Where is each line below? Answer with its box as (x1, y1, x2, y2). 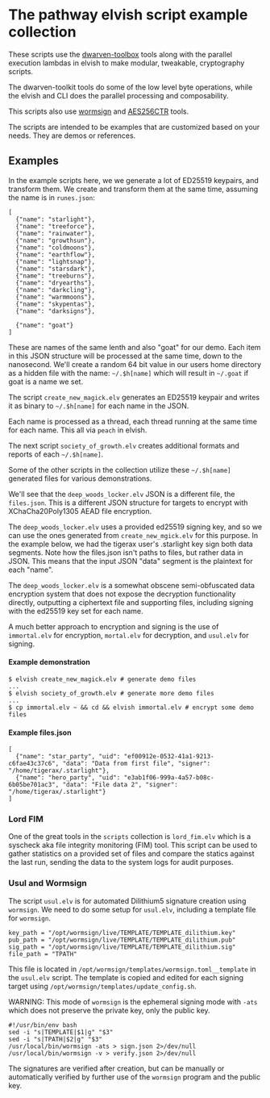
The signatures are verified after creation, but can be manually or (8, 1063, 225, 1073)
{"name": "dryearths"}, (15, 278, 95, 287)
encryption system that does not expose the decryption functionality (8, 589, 236, 599)
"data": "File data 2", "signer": (62, 781, 179, 789)
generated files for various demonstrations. (8, 474, 152, 483)
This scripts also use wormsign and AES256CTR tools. (8, 106, 189, 116)
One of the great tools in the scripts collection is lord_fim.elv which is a (8, 832, 251, 841)
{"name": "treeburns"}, (15, 272, 95, 280)
